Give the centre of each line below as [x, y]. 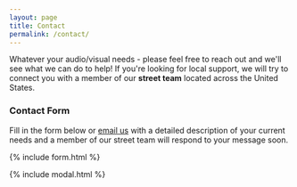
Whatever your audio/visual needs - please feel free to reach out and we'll [145, 60]
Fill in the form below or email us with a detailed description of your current [147, 130]
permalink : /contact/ [49, 34]
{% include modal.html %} [58, 174]
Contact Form [40, 110]
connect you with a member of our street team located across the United [144, 78]
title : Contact [37, 26]
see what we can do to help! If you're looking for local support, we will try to [149, 69]
